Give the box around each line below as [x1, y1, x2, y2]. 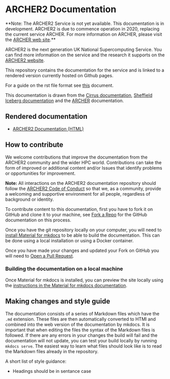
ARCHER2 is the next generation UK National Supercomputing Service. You [5, 46, 162, 52]
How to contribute [5, 141, 64, 149]
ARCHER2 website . [5, 57, 45, 63]
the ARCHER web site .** [5, 37, 56, 43]
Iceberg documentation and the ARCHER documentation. [5, 98, 124, 104]
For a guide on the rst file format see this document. [5, 82, 114, 88]
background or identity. [5, 196, 54, 202]
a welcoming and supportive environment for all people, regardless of [5, 191, 151, 197]
